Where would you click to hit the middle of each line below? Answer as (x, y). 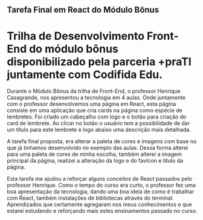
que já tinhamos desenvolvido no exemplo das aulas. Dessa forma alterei (98, 148)
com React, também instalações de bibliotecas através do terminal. (90, 198)
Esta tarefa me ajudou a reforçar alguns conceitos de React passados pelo (100, 179)
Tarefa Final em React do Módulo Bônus (83, 10)
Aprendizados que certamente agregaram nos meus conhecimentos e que (99, 204)
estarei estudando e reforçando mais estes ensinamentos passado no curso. (102, 211)
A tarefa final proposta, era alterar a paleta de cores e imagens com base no (102, 141)
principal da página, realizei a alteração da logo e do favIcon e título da (95, 161)
